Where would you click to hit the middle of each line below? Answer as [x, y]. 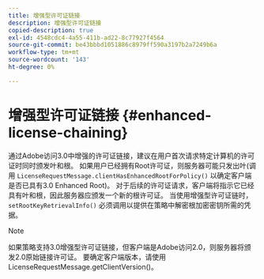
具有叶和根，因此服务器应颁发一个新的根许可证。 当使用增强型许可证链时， [130, 195]
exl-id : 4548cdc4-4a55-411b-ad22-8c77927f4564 [86, 38]
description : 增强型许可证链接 [55, 23]
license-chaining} [68, 132]
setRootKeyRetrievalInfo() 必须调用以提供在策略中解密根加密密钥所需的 [126, 205]
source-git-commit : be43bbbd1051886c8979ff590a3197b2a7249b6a [113, 45]
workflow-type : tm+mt [44, 52]
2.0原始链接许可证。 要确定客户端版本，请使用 [90, 257]
